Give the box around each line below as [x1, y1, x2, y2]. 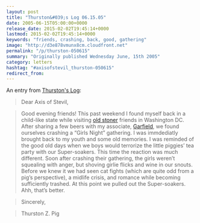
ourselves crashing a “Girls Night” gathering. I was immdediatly [20, 129, 179, 136]
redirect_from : [6, 70, 45, 76]
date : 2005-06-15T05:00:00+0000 [6, 20, 87, 26]
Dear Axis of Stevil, [20, 99, 69, 106]
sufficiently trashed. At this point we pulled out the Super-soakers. [20, 180, 186, 188]
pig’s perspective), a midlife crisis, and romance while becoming [20, 174, 181, 181]
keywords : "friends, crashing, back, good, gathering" [6, 37, 147, 43]
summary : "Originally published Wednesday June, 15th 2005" [6, 53, 161, 60]
